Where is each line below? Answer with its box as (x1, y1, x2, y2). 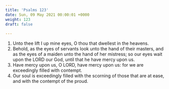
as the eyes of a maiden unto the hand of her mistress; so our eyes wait (12, 51, 162, 57)
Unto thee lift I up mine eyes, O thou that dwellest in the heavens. (12, 40, 149, 46)
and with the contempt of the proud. (12, 78, 89, 84)
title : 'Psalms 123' (5, 7, 49, 13)
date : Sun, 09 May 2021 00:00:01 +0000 (5, 12, 90, 17)
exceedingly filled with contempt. (12, 67, 82, 74)
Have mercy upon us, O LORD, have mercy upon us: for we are (12, 62, 144, 68)
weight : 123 (5, 17, 30, 22)
